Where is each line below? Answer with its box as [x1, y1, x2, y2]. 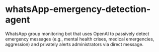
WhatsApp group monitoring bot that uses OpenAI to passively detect [5, 30, 149, 36]
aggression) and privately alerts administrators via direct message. [5, 41, 144, 47]
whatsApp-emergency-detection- [5, 3, 151, 15]
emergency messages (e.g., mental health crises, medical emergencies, [5, 36, 154, 42]
